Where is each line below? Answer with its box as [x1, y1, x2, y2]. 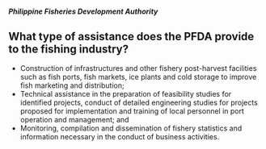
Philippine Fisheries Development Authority [8, 6, 158, 16]
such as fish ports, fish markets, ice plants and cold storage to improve [19, 72, 257, 82]
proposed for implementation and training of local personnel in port [19, 106, 245, 116]
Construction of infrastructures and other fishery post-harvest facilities [19, 64, 257, 73]
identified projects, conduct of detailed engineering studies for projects [19, 97, 259, 108]
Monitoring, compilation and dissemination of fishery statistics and [19, 123, 243, 133]
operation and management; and [19, 115, 129, 125]
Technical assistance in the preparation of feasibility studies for [19, 89, 232, 99]
